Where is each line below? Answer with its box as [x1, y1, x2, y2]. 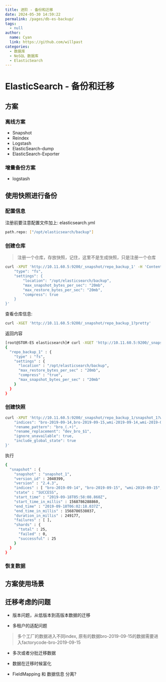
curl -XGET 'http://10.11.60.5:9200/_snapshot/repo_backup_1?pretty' [5, 321, 152, 326]
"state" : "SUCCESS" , [14, 490, 58, 495]
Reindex [12, 135, 29, 141]
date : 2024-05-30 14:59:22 [5, 12, 61, 17]
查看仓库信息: [5, 311, 33, 317]
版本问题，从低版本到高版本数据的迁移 [12, 612, 90, 618]
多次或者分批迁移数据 [12, 650, 56, 656]
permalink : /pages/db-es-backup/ [5, 16, 74, 21]
